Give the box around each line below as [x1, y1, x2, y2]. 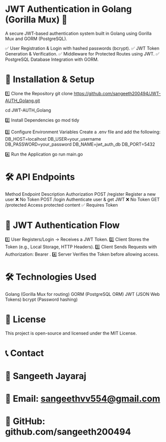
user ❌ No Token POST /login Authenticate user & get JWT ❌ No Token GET [5, 196, 160, 202]
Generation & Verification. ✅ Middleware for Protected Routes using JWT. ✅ [5, 51, 160, 56]
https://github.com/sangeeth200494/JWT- [74, 90, 161, 96]
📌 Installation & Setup [5, 74, 95, 85]
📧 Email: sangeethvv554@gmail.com [5, 393, 161, 404]
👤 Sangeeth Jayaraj [5, 371, 86, 382]
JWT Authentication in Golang [5, 3, 132, 15]
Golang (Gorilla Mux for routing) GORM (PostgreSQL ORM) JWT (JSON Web [5, 291, 160, 297]
